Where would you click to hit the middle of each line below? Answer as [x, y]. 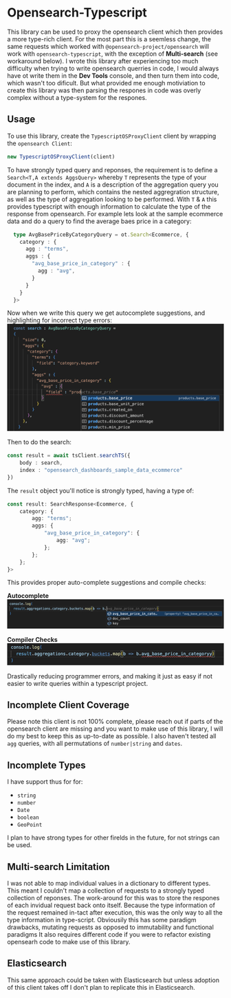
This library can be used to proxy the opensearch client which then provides [115, 32]
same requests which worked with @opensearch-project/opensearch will [108, 46]
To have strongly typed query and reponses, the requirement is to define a [112, 169]
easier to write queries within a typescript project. [78, 683]
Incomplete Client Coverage [68, 705]
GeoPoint [30, 825]
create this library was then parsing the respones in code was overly [104, 90]
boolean [28, 818]
